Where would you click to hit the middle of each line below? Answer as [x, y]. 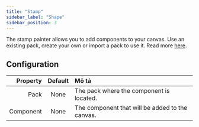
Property [29, 81]
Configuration [33, 64]
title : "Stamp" [25, 12]
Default [58, 81]
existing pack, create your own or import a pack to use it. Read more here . [97, 45]
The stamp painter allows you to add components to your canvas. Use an [95, 40]
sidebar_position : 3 [32, 22]
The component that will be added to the [131, 108]
